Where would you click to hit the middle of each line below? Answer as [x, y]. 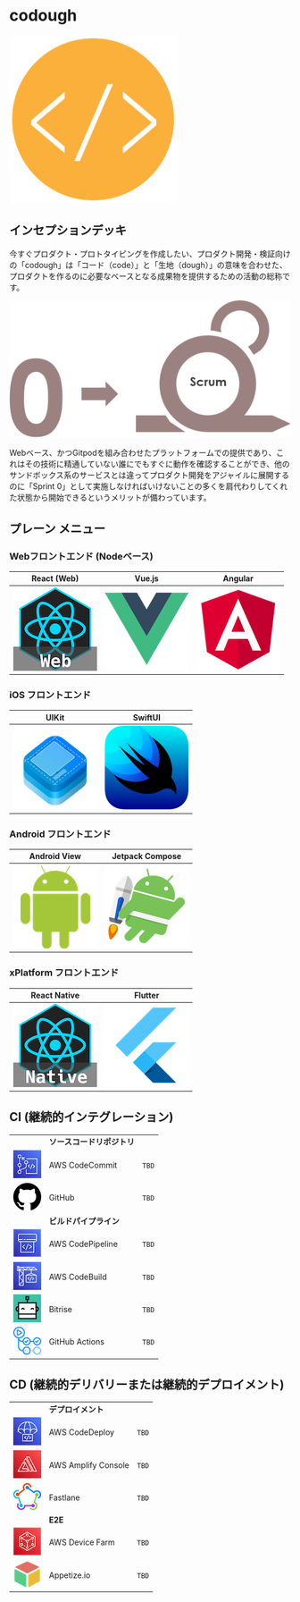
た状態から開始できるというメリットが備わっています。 [110, 498]
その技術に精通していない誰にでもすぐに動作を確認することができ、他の [157, 464]
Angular [238, 578]
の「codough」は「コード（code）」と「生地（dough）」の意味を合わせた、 [148, 265]
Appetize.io [70, 1575]
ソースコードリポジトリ [92, 1142]
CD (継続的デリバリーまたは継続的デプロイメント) [147, 1384]
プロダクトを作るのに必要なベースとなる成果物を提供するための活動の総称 [146, 276]
